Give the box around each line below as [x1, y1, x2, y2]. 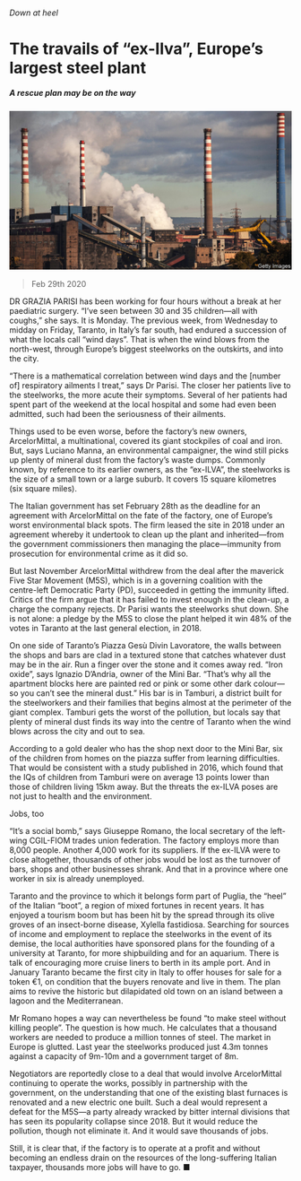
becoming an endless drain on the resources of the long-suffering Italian [9, 1152, 278, 1163]
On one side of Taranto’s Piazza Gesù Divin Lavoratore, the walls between [9, 640, 282, 651]
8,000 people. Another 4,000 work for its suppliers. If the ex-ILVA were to [9, 845, 280, 855]
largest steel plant [9, 57, 146, 78]
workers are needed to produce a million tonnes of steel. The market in [9, 1032, 271, 1043]
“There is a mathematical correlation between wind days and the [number [9, 370, 281, 381]
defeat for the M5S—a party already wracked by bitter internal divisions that [9, 1107, 290, 1117]
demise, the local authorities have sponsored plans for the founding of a [9, 938, 275, 950]
